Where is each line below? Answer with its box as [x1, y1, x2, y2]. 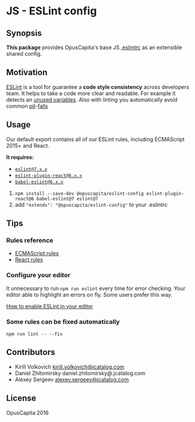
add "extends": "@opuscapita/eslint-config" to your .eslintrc [14, 201, 168, 208]
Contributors [6, 347, 56, 357]
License [6, 393, 36, 403]
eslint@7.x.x [14, 166, 48, 172]
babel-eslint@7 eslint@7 [36, 195, 99, 201]
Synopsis [6, 28, 42, 38]
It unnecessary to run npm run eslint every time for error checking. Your [6, 285, 185, 292]
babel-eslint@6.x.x [14, 179, 64, 185]
